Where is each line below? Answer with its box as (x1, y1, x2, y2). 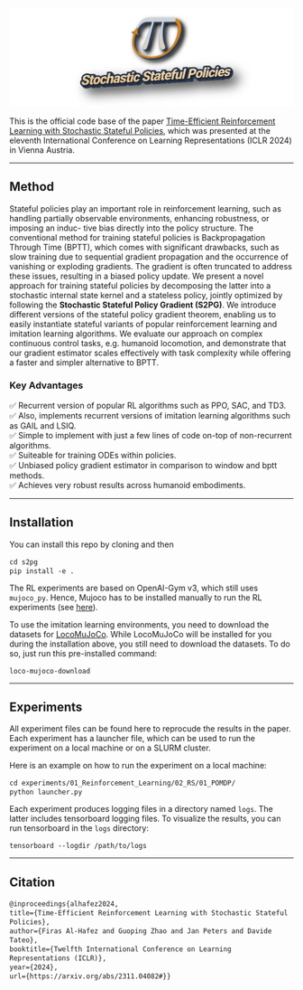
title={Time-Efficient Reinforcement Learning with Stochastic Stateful (9, 909, 289, 918)
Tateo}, (9, 936, 39, 945)
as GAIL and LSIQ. (9, 420, 77, 431)
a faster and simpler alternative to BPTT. (9, 356, 160, 368)
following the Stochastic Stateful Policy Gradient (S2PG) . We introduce (9, 299, 277, 310)
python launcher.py (9, 787, 83, 797)
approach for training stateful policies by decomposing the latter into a (9, 279, 271, 291)
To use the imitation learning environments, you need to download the (9, 618, 270, 630)
